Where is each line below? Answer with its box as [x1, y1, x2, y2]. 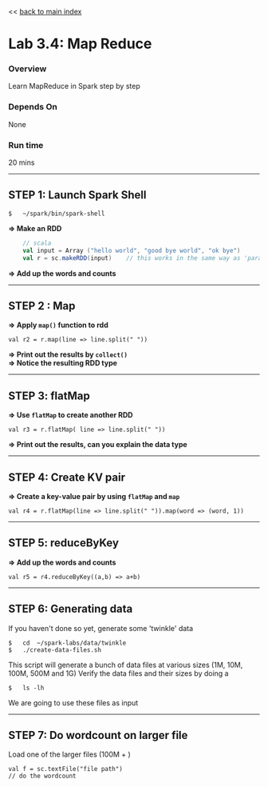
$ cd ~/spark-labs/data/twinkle [8, 639, 127, 647]
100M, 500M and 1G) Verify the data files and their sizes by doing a [8, 668, 229, 678]
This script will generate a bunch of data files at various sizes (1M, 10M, [8, 660, 243, 669]
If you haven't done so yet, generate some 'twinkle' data [8, 623, 194, 633]
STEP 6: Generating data [8, 602, 133, 616]
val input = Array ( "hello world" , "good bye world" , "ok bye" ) [22, 246, 241, 254]
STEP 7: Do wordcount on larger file [8, 728, 188, 742]
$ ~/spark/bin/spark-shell [8, 210, 105, 218]
